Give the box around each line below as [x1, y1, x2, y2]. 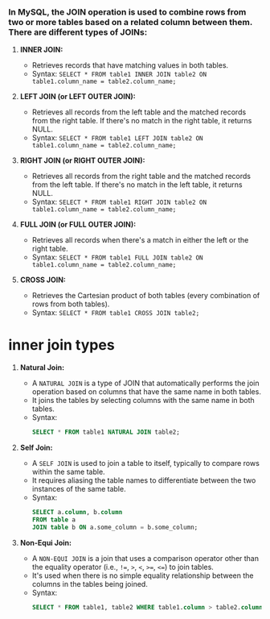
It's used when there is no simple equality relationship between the [31, 571, 254, 580]
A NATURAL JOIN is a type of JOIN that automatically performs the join [31, 378, 260, 388]
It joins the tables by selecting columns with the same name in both [31, 396, 255, 405]
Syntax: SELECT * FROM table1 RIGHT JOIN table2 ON [31, 197, 207, 207]
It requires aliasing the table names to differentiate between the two [31, 476, 256, 485]
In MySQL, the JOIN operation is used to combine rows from [8, 6, 247, 18]
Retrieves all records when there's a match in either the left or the [31, 235, 249, 245]
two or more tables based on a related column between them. [8, 16, 253, 27]
